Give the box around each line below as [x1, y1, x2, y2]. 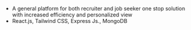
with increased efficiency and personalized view [11, 11, 133, 18]
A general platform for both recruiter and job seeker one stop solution [11, 5, 186, 12]
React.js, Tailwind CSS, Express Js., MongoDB [11, 18, 128, 24]
